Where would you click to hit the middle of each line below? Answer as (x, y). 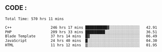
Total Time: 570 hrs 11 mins (34, 19)
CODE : (16, 8)
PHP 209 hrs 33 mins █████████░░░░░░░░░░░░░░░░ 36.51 (81, 32)
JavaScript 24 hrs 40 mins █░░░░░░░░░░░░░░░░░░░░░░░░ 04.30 (81, 41)
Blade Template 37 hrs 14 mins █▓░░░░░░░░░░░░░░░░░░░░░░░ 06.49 (81, 36)
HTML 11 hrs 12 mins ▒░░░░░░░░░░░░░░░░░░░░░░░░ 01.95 (81, 45)
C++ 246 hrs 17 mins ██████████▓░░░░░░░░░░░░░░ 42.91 (81, 27)
